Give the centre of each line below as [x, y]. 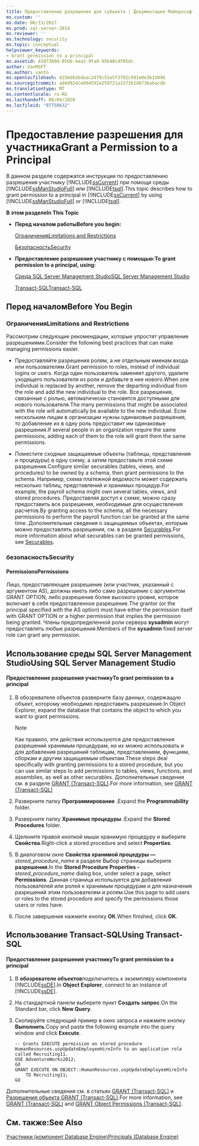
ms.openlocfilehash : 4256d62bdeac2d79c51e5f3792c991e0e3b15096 [86, 78]
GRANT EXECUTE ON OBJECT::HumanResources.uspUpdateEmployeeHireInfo [101, 1070]
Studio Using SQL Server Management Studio [91, 663]
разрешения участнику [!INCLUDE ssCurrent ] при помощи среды [88, 183]
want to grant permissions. [47, 716]
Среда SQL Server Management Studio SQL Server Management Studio [102, 277]
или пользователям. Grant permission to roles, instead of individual [97, 367]
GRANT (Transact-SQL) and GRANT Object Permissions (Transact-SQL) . [94, 1104]
